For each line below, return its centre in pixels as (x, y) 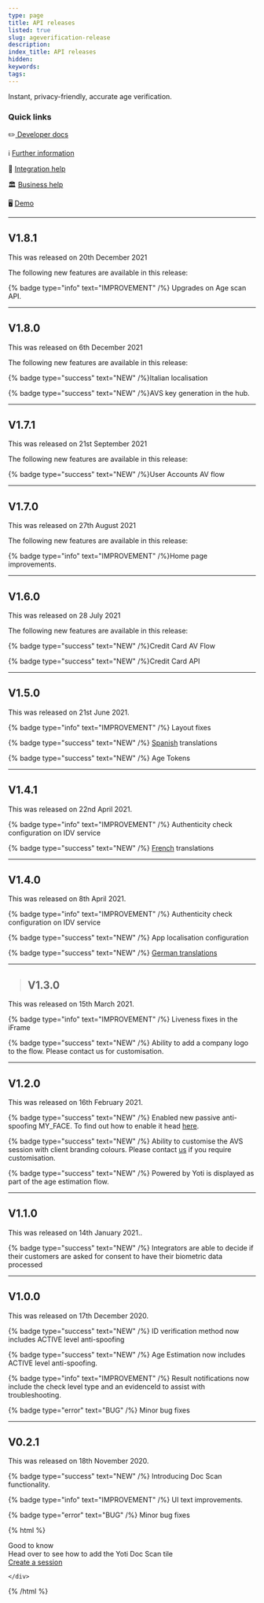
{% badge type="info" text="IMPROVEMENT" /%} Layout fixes (110, 727)
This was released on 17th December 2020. (79, 1316)
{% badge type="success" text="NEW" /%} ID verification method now (124, 1331)
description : (29, 45)
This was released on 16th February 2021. (76, 1103)
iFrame (19, 1028)
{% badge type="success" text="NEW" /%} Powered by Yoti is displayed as (131, 1173)
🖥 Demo (21, 203)
